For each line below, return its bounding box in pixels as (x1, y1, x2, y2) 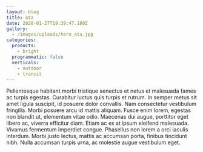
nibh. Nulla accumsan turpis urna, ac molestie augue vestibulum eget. (6, 139, 181, 146)
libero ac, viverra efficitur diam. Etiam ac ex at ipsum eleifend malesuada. (6, 119, 189, 127)
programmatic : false (12, 54, 64, 60)
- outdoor (17, 65, 42, 71)
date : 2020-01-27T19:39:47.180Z (6, 20, 88, 26)
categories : (6, 37, 36, 43)
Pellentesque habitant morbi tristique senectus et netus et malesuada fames (6, 87, 196, 94)
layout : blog (6, 8, 39, 15)
